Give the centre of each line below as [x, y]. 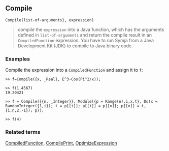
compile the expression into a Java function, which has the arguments [91, 29]
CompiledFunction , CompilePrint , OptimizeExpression [61, 143]
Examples [18, 59]
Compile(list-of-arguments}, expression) [50, 20]
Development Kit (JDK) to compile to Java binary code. [75, 46]
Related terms [23, 132]
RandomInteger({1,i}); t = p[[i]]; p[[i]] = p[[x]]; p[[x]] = [72, 106]
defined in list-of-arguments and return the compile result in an [85, 35]
